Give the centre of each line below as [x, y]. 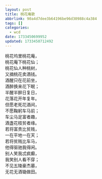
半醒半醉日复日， [22, 92]
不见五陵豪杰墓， [22, 165]
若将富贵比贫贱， [22, 129]
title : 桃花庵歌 [20, 14]
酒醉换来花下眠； [22, 86]
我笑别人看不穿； [22, 159]
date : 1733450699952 [26, 37]
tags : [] [14, 23]
